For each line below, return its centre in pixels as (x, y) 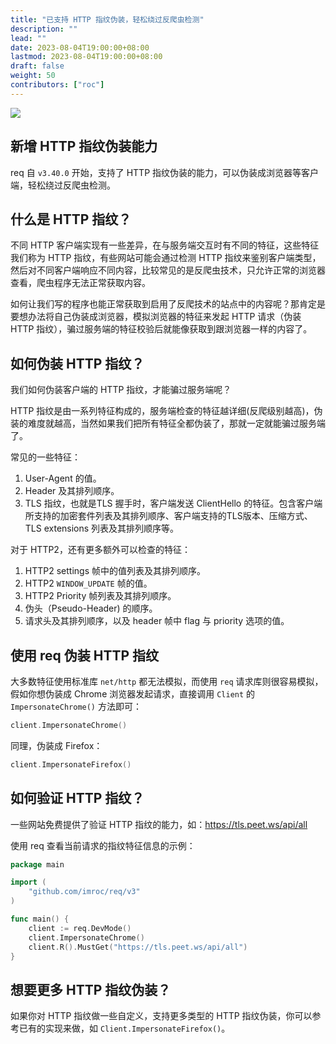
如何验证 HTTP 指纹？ (77, 798)
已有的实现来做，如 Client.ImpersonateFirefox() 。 (124, 1028)
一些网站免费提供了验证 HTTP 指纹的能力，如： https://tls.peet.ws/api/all (159, 824)
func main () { (40, 919)
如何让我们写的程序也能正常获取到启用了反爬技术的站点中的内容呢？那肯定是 (168, 304)
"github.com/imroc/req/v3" (84, 892)
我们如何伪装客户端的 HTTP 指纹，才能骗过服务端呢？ (121, 390)
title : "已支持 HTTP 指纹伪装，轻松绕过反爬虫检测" (107, 19)
